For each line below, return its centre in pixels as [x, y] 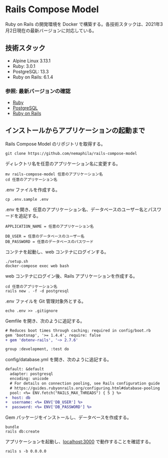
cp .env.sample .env [27, 199]
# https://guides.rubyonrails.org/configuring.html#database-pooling [85, 388]
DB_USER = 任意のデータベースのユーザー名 [45, 236]
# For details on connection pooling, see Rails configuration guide [85, 383]
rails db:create [22, 432]
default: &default [25, 369]
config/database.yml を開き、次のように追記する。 [58, 360]
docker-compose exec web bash [37, 266]
